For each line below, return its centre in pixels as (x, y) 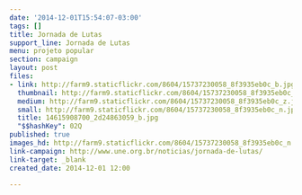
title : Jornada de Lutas (56, 34)
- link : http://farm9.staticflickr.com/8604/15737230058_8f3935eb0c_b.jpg (152, 84)
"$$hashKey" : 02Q (50, 127)
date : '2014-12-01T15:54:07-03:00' (76, 18)
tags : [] (26, 26)
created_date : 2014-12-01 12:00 (70, 168)
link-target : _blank (48, 160)
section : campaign (44, 59)
